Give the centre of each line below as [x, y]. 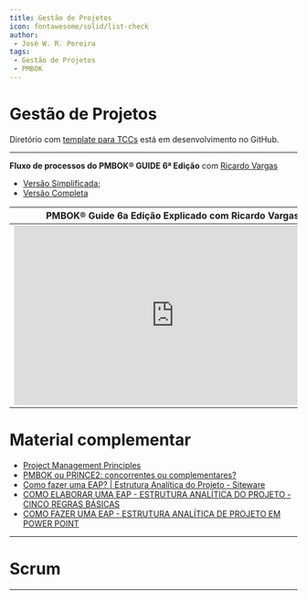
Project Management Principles [82, 465]
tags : [20, 52]
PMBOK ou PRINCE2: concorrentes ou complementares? [129, 475]
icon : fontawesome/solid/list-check [79, 26]
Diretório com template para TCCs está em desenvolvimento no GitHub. [144, 139]
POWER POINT [51, 523]
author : [24, 35]
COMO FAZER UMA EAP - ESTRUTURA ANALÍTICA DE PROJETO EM [152, 513]
